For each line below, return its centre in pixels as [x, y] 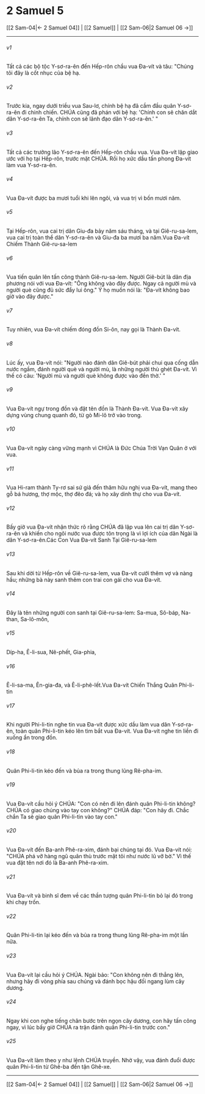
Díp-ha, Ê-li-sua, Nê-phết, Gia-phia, [51, 652]
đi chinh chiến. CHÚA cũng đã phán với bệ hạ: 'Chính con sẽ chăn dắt [109, 112]
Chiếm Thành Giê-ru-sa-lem [42, 244]
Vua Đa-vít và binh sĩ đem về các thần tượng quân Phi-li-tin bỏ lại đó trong [100, 896]
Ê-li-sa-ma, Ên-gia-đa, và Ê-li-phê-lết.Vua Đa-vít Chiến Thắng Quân [92, 685]
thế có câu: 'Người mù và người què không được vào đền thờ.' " [86, 375]
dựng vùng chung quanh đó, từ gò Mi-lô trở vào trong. [74, 415]
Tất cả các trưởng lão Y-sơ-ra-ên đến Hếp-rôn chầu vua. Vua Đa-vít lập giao [102, 152]
